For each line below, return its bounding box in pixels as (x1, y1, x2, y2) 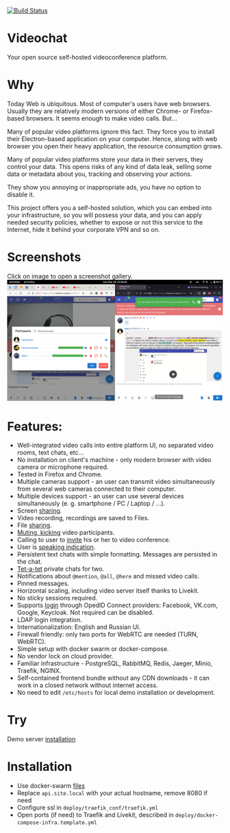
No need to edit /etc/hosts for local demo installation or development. (16, 689, 216, 697)
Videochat (7, 31, 68, 46)
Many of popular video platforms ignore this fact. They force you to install (7, 127, 215, 136)
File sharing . (16, 521, 53, 530)
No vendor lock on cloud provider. (16, 652, 114, 661)
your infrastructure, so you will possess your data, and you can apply (7, 211, 202, 219)
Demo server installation (7, 735, 76, 743)
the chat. (16, 558, 42, 566)
